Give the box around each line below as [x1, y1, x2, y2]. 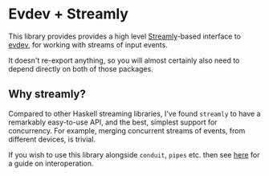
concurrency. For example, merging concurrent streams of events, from [8, 125, 246, 135]
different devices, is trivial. [8, 134, 96, 144]
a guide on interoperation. [8, 158, 94, 168]
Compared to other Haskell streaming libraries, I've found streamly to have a [8, 108, 261, 118]
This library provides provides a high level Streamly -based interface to [8, 31, 241, 41]
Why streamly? [8, 88, 86, 101]
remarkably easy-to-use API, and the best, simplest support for [8, 117, 218, 127]
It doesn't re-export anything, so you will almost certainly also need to [8, 55, 240, 65]
